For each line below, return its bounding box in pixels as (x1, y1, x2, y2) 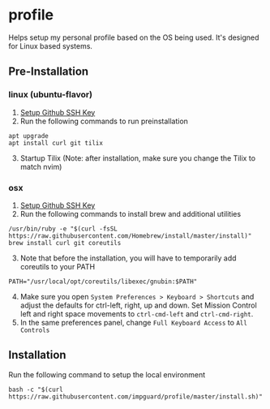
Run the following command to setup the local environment (8, 369, 205, 379)
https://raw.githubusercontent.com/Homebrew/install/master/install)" (8, 231, 252, 240)
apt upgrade (8, 131, 49, 140)
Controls (19, 326, 50, 334)
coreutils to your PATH (19, 261, 96, 271)
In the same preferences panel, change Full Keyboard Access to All (19, 317, 247, 327)
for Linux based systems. (8, 41, 93, 50)
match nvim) (19, 161, 62, 171)
